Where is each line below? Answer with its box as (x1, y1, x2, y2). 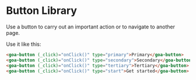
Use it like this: (6, 41, 41, 48)
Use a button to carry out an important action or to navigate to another (6, 23, 175, 30)
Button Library (6, 4, 78, 17)
